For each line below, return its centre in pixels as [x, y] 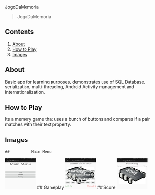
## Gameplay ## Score [76, 187]
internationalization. [25, 92]
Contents [20, 32]
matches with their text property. [38, 124]
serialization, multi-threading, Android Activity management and [70, 87]
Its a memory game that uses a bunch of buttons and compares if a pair [77, 119]
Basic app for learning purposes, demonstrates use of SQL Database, [75, 82]
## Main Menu [28, 152]
